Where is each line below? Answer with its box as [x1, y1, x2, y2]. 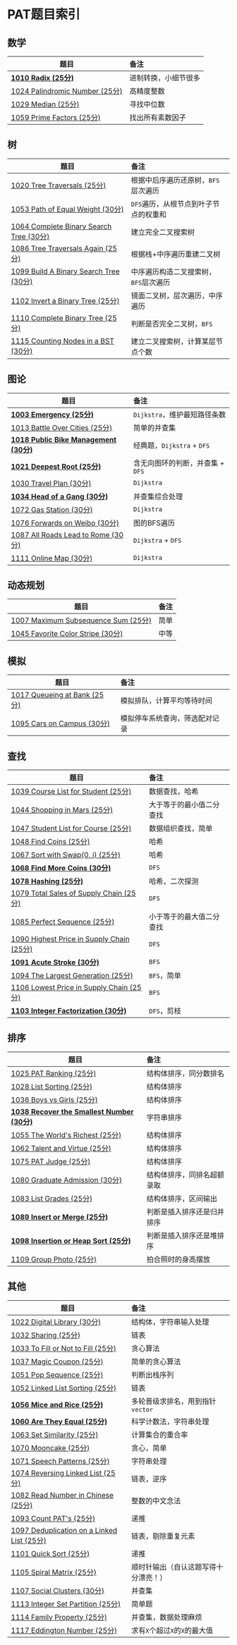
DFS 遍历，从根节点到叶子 [130, 199, 213, 209]
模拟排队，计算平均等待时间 [120, 696, 213, 706]
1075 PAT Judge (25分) [11, 1156, 91, 1166]
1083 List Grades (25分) [11, 1193, 93, 1203]
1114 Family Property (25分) [11, 1612, 108, 1622]
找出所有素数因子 [129, 113, 186, 122]
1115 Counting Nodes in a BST [11, 336, 115, 345]
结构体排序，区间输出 [146, 1193, 217, 1203]
